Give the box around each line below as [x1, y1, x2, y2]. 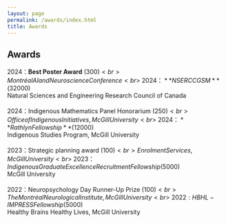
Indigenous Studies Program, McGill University [7, 130, 140, 139]
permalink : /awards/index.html [7, 17, 97, 23]
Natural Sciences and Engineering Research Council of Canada [7, 91, 187, 100]
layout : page [7, 10, 45, 17]
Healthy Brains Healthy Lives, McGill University [7, 208, 141, 216]
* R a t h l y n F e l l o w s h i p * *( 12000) [7, 124, 94, 132]
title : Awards [7, 23, 48, 30]
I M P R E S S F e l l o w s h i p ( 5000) [7, 201, 83, 209]
